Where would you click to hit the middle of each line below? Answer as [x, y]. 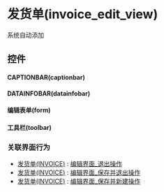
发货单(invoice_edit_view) [83, 14]
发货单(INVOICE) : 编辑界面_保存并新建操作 [79, 181]
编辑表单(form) [29, 110]
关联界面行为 [29, 147]
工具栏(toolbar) [30, 127]
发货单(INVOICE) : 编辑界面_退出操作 [69, 164]
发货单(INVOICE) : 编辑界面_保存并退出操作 [79, 172]
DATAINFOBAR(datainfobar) [49, 93]
